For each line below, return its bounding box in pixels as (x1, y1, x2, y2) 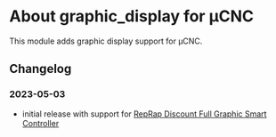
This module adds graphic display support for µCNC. (9, 36, 203, 46)
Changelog (9, 61, 72, 77)
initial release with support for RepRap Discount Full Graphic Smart (21, 109, 267, 119)
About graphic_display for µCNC (9, 6, 255, 27)
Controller (21, 117, 60, 128)
